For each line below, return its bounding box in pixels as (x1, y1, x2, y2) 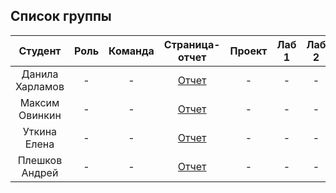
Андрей (21, 165, 59, 179)
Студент (18, 44, 62, 58)
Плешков (17, 153, 63, 167)
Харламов (15, 79, 65, 93)
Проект (229, 44, 268, 58)
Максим (19, 95, 60, 109)
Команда (108, 44, 155, 58)
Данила (21, 67, 59, 81)
